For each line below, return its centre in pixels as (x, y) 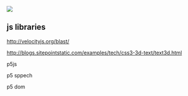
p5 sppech (20, 75)
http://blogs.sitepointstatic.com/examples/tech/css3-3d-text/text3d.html (94, 53)
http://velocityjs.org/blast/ (38, 41)
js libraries (26, 27)
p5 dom (16, 87)
